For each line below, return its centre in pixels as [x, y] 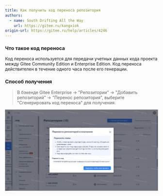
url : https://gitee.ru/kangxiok [46, 26]
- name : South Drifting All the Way [46, 20]
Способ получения [29, 82]
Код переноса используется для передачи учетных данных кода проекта [81, 59]
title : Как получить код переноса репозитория [53, 10]
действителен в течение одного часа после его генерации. [66, 69]
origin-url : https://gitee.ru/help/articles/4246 [56, 31]
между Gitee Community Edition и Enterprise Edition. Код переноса [73, 64]
